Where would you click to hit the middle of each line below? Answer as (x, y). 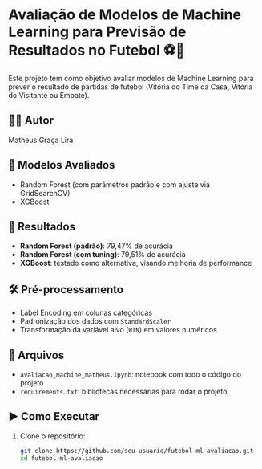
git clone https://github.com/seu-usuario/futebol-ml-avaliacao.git (137, 451)
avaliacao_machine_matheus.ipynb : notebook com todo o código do (131, 374)
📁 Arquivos (36, 355)
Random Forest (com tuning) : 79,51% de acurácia (103, 255)
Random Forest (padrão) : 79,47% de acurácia (97, 246)
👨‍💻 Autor (31, 121)
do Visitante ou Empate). (49, 95)
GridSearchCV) (45, 193)
